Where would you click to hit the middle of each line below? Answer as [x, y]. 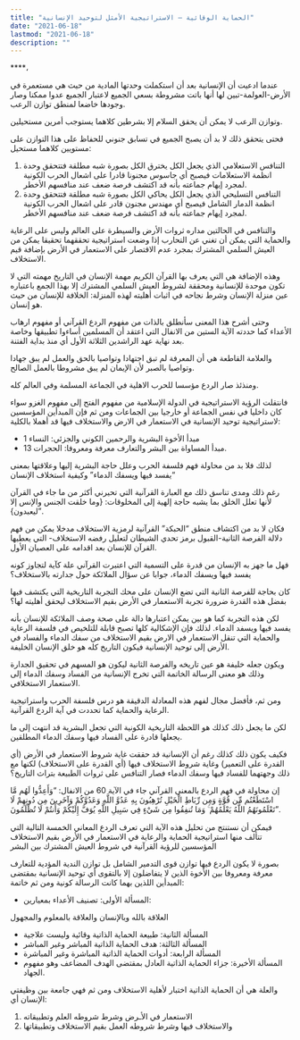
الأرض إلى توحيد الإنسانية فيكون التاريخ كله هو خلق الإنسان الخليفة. [120, 647]
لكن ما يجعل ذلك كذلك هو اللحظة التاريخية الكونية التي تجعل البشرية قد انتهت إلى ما [148, 727]
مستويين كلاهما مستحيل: [51, 148]
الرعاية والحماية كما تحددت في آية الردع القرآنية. [90, 710]
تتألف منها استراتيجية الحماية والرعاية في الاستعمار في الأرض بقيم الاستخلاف [136, 837]
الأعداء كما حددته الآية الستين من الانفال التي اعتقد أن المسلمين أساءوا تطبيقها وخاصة [151, 331]
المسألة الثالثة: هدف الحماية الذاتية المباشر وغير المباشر [115, 944]
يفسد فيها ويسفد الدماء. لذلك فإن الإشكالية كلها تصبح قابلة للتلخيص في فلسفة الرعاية [150, 628]
